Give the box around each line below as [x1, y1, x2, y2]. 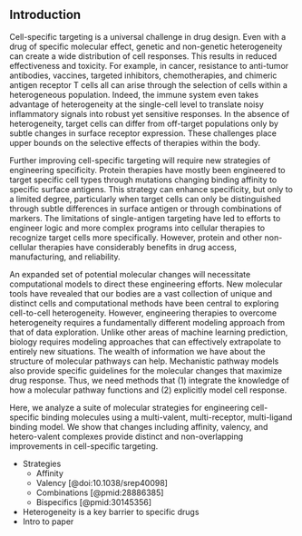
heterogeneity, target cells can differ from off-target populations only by [9, 118, 279, 129]
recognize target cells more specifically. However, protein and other [9, 231, 263, 243]
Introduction [9, 7, 82, 23]
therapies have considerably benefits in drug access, [38, 241, 238, 252]
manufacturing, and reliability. [9, 251, 121, 262]
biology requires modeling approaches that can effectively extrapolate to [9, 336, 281, 347]
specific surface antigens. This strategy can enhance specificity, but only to [9, 183, 293, 194]
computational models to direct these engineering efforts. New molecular [9, 278, 283, 289]
